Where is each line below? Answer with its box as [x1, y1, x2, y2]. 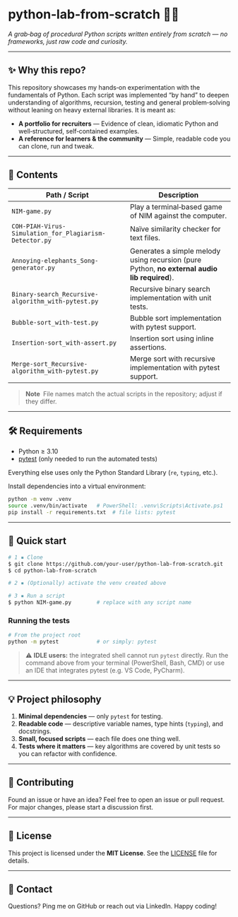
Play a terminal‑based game [130, 201, 223, 211]
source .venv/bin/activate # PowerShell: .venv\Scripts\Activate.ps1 [8, 502, 223, 509]
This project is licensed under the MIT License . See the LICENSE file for [8, 848, 218, 857]
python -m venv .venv [8, 496, 72, 503]
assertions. [130, 342, 167, 352]
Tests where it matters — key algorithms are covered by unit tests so [18, 742, 221, 750]
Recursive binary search [130, 284, 210, 294]
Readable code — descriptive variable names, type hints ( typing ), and [18, 719, 223, 728]
